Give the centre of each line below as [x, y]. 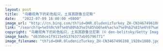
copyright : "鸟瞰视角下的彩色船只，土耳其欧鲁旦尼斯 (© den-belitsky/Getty [76, 32]
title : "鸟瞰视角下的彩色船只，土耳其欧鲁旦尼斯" [50, 14]
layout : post [18, 9]
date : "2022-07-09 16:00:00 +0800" [43, 18]
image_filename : [21, 41]
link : [10, 28]
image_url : [16, 23]
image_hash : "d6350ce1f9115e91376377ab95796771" [55, 37]
